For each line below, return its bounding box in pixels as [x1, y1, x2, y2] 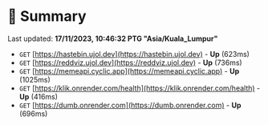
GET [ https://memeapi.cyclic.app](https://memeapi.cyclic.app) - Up [18, 66, 240, 75]
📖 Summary [7, 7, 87, 26]
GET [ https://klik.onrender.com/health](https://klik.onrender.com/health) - [18, 83, 261, 93]
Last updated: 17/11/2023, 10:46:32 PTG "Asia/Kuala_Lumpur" [7, 34, 218, 43]
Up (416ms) [18, 91, 58, 101]
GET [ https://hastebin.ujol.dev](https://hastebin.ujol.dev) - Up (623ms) [18, 49, 250, 58]
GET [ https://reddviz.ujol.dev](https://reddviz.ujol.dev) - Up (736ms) [18, 58, 242, 67]
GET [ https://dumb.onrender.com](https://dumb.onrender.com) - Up [18, 100, 242, 110]
